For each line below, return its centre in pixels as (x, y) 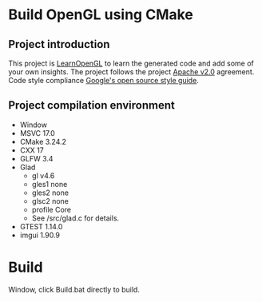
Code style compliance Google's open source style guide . (104, 80)
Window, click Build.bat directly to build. (74, 289)
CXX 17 (32, 150)
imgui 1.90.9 (40, 235)
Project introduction (59, 44)
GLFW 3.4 (36, 158)
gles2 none (50, 193)
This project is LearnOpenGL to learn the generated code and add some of (131, 63)
